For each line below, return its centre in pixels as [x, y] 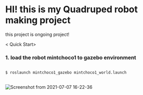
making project [38, 20]
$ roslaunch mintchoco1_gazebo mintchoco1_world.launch [66, 73]
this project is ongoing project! [38, 34]
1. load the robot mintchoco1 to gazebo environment [71, 57]
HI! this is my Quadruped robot [71, 9]
